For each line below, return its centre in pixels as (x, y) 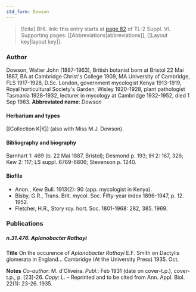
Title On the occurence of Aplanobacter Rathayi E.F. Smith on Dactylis (93, 253)
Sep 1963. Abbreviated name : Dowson (54, 102)
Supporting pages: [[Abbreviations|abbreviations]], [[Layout (94, 35)
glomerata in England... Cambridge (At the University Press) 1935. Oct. (93, 259)
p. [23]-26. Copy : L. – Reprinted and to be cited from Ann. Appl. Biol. (101, 277)
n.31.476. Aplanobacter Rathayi (47, 238)
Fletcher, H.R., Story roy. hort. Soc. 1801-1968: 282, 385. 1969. (91, 208)
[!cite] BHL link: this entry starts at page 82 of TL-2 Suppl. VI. (96, 29)
